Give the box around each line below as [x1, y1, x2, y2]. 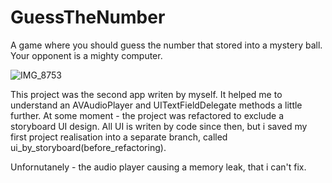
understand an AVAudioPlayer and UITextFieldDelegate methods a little [10, 99, 303, 111]
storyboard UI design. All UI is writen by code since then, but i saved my [10, 120, 308, 132]
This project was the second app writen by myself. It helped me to [10, 88, 283, 100]
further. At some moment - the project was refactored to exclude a [10, 109, 285, 121]
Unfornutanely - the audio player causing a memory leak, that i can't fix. [10, 161, 307, 173]
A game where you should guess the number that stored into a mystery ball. [10, 39, 323, 51]
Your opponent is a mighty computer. [10, 49, 163, 61]
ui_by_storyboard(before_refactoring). [10, 141, 167, 153]
